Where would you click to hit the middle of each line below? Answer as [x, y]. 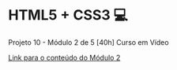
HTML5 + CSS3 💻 [68, 15]
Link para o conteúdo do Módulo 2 [64, 57]
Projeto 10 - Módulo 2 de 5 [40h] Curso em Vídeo [88, 42]
